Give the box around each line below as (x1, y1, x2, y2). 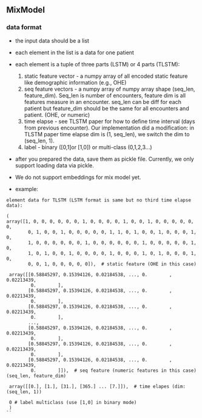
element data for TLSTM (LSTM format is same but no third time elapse (6, 197, 191, 203)
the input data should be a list (15, 37, 90, 44)
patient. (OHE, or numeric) (24, 111, 90, 118)
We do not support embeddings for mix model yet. (15, 173, 141, 181)
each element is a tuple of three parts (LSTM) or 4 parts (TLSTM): (15, 60, 180, 68)
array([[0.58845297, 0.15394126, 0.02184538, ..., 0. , (8, 271, 172, 277)
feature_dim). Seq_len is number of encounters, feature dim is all (24, 91, 186, 99)
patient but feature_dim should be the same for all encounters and (24, 105, 189, 112)
